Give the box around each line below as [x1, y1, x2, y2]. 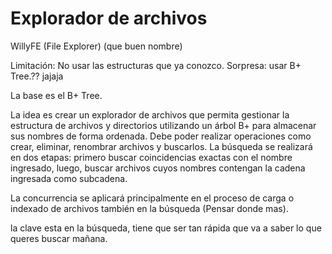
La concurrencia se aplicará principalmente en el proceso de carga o [10, 192, 295, 204]
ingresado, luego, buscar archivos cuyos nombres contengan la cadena [10, 162, 306, 174]
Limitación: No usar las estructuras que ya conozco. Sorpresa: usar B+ [10, 59, 302, 71]
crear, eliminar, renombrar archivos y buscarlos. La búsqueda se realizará [10, 140, 313, 152]
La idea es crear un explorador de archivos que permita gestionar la [10, 108, 290, 121]
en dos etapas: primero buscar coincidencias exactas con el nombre [10, 151, 293, 163]
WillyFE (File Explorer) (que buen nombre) [10, 40, 183, 52]
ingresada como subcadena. [10, 172, 128, 184]
